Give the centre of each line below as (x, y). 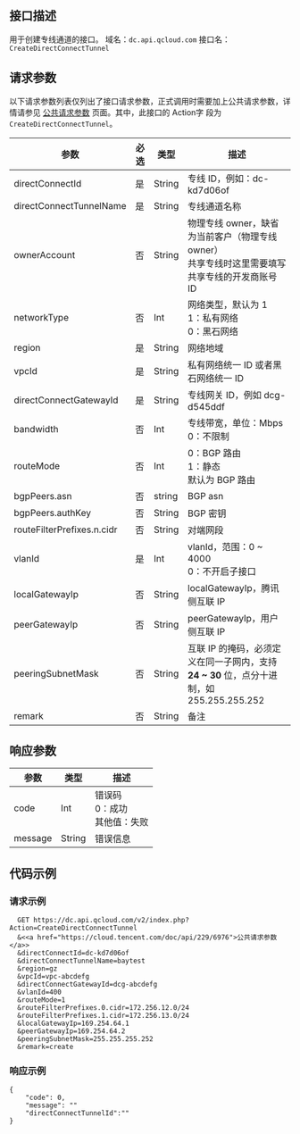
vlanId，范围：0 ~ (225, 546)
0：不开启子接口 (221, 571)
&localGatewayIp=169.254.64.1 (73, 1024)
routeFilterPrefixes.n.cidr (66, 529)
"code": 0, (46, 1098)
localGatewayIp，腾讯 (233, 588)
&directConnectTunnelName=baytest (81, 961)
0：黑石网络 (212, 331)
